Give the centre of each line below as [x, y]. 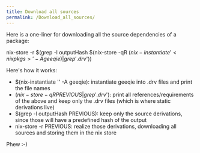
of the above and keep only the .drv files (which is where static [93, 101]
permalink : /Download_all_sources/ [51, 17]
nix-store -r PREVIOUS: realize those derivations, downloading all [96, 126]
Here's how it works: [32, 70]
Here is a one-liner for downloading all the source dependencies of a [92, 34]
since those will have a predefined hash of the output [81, 120]
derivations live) [35, 107]
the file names [32, 88]
